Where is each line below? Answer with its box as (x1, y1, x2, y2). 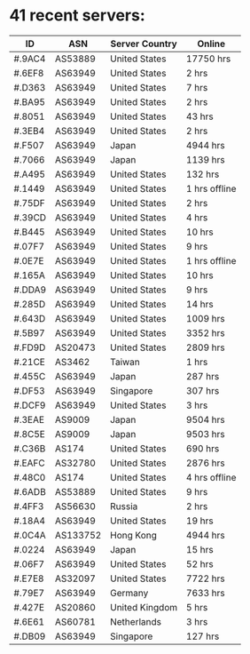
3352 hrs (185, 326, 225, 339)
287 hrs (185, 370, 220, 382)
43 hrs (185, 110, 215, 123)
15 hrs (185, 543, 215, 555)
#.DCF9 (13, 399, 46, 411)
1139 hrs (185, 153, 225, 165)
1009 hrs (185, 312, 225, 324)
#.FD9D (13, 341, 46, 354)
